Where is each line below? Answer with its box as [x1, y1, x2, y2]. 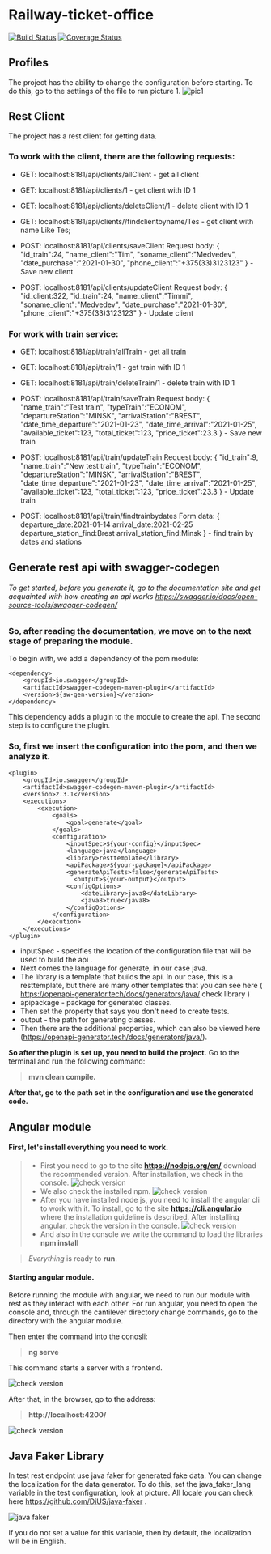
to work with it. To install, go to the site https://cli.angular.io [40, 1204, 242, 1213]
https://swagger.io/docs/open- [155, 592, 258, 601]
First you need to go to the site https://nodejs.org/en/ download [40, 1161, 256, 1170]
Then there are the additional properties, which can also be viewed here [19, 1024, 260, 1034]
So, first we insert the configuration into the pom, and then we [8, 741, 257, 752]
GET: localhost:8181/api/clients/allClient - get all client [19, 169, 200, 179]
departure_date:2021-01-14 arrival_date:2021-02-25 [19, 520, 193, 529]
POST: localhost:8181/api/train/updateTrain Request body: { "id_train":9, [19, 452, 259, 462]
